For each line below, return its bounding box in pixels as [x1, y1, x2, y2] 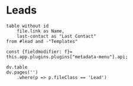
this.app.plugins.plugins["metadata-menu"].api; [6, 54, 128, 59]
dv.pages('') [6, 69, 38, 75]
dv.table [6, 64, 28, 70]
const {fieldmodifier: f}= [6, 48, 73, 55]
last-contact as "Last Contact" [17, 33, 96, 39]
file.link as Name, [17, 28, 65, 34]
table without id [6, 23, 49, 29]
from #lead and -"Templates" [6, 38, 78, 44]
